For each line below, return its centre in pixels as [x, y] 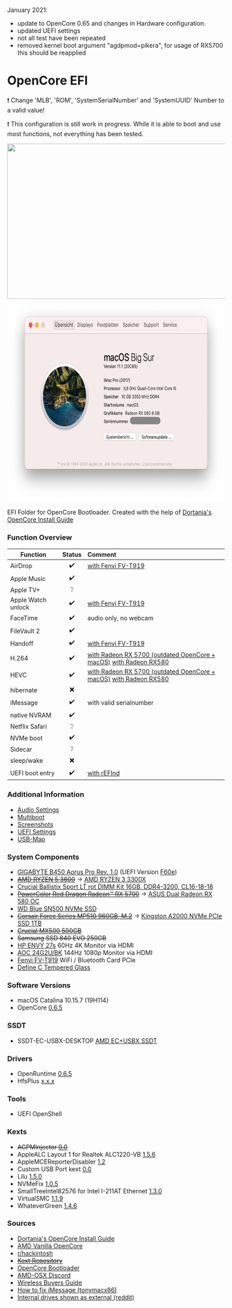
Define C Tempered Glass [54, 967]
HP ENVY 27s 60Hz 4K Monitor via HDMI [76, 945]
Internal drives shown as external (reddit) [76, 1297]
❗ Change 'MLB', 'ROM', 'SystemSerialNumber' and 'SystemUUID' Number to [116, 100]
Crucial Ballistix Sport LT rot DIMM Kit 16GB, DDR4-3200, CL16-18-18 [115, 887]
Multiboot [31, 817]
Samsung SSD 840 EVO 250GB [62, 938]
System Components [43, 857]
